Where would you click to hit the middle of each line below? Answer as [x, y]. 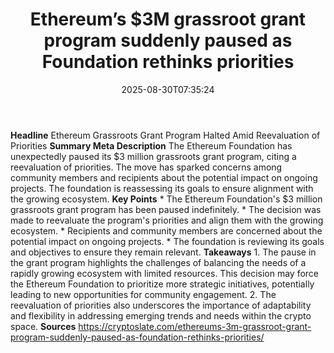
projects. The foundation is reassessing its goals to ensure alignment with [162, 188]
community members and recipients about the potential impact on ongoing [164, 177]
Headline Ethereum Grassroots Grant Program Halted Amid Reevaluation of [165, 135]
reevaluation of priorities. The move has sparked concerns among [146, 167]
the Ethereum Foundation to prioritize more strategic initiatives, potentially [162, 284]
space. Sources [43, 326]
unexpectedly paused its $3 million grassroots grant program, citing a [153, 156]
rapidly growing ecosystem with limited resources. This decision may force [164, 273]
